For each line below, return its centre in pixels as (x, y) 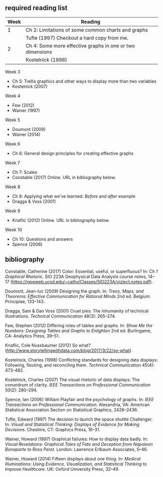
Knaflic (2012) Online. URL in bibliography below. (61, 220)
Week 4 (13, 96)
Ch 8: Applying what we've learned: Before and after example (74, 196)
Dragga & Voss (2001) (34, 201)
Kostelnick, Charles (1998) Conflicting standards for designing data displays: (81, 360)
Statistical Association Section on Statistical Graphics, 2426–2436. (72, 410)
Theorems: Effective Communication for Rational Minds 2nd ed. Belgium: (78, 296)
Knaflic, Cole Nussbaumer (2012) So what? (48, 345)
